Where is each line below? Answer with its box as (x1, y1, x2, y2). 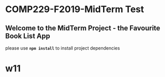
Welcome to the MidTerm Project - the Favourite (5, 24, 160, 32)
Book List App (5, 31, 50, 40)
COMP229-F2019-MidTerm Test (5, 4, 144, 15)
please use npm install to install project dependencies (5, 45, 120, 51)
